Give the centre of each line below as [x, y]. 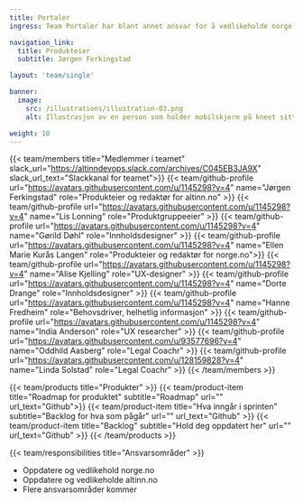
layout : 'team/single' [52, 76]
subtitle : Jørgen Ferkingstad [74, 60]
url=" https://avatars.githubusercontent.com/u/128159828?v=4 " [127, 360]
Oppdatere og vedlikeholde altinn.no [90, 480]
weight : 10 [30, 133]
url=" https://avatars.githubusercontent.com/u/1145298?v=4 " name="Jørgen [150, 188]
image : [30, 100]
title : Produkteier [54, 51]
